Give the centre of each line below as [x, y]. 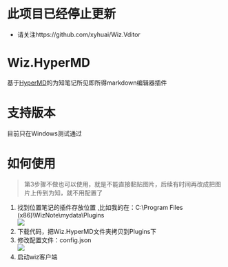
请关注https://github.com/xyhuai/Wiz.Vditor [79, 34]
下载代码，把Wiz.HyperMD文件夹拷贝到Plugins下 [87, 231]
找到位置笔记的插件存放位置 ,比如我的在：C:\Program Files [100, 207]
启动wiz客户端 [37, 257]
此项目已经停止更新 [62, 14]
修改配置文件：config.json [54, 240]
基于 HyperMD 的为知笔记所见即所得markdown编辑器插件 [87, 83]
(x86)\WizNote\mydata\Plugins [61, 215]
